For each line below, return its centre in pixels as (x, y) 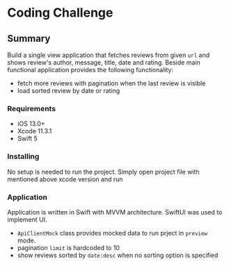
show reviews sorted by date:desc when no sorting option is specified (118, 255)
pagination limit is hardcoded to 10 (69, 247)
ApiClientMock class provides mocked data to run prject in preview (112, 233)
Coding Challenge (60, 13)
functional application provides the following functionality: (90, 70)
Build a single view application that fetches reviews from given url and (109, 55)
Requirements (32, 108)
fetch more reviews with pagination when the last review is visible (111, 83)
